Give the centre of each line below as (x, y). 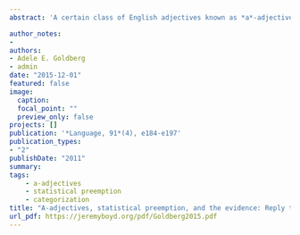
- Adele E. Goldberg (48, 59)
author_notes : (36, 34)
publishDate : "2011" (48, 158)
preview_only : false (55, 117)
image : (21, 92)
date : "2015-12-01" (46, 76)
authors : (25, 50)
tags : (19, 175)
